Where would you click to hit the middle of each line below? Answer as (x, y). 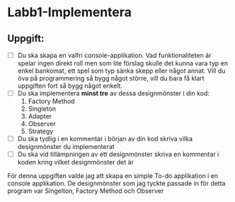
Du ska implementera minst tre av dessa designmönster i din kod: (114, 93)
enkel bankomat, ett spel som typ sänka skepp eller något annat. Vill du (121, 71)
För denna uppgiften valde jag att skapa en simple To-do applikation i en (113, 176)
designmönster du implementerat (66, 147)
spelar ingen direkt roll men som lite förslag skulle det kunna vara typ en (123, 64)
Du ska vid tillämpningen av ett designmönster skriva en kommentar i (118, 154)
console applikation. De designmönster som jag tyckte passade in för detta (116, 184)
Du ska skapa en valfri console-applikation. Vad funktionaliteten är (114, 55)
